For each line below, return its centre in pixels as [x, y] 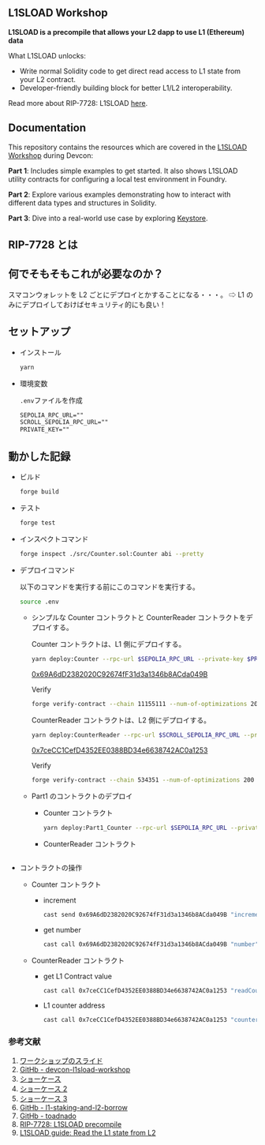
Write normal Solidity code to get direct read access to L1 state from [130, 71]
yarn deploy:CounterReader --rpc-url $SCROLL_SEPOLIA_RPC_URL [136, 735]
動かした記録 [39, 456]
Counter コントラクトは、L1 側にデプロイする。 [108, 644]
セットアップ [39, 332]
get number [62, 929]
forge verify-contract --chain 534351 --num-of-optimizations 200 [143, 780]
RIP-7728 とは [43, 245]
